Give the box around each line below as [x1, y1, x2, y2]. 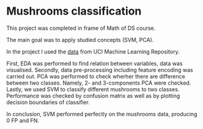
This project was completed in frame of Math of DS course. [6, 24, 156, 32]
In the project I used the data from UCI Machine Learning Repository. [6, 47, 180, 55]
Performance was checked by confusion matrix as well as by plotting [6, 92, 180, 99]
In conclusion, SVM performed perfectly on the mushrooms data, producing [6, 110, 197, 117]
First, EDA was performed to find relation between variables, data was [6, 60, 183, 67]
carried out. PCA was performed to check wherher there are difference [6, 72, 185, 80]
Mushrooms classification [6, 4, 142, 18]
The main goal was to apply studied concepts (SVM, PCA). [6, 36, 154, 43]
